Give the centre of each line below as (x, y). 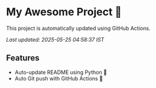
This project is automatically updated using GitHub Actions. (78, 28)
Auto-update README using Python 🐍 (61, 72)
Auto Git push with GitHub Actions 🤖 (59, 78)
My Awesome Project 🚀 (64, 12)
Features (23, 58)
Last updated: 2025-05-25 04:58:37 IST (55, 39)
